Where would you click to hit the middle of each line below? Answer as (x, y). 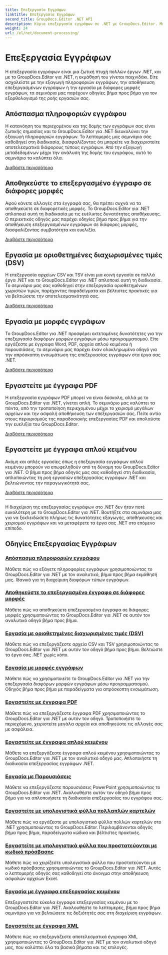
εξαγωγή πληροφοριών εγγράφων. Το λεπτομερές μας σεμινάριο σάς (78, 136)
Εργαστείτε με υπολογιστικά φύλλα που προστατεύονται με (81, 845)
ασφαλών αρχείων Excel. (32, 878)
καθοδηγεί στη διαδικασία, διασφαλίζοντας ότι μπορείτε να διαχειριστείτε (83, 142)
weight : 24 (16, 28)
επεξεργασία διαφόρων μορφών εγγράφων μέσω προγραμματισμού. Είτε (82, 339)
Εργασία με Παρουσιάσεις (38, 776)
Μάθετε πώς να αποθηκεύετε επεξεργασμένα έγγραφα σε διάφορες (77, 609)
